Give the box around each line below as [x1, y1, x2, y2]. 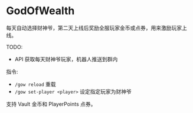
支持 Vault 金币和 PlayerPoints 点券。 [6, 100, 96, 107]
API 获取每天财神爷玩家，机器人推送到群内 [14, 55, 118, 62]
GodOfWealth [6, 4, 75, 18]
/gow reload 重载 [14, 81, 56, 88]
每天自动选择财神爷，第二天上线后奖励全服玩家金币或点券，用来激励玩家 [6, 24, 182, 31]
